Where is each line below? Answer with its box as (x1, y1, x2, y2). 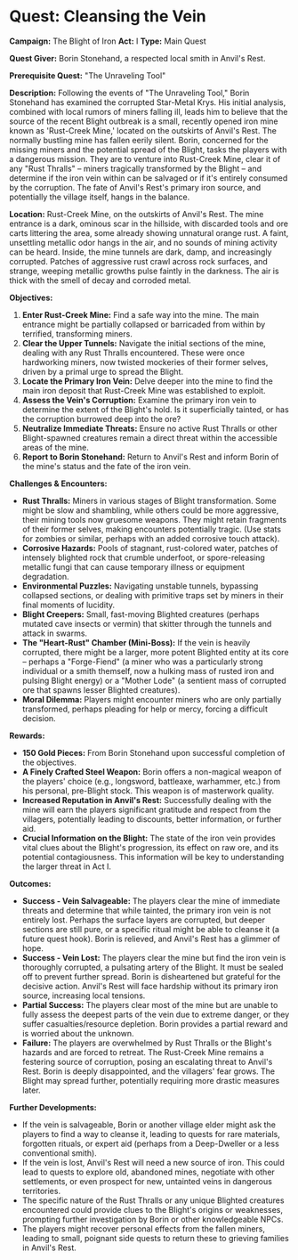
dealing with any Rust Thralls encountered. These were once (21, 347, 246, 358)
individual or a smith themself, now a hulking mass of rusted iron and (21, 665, 275, 676)
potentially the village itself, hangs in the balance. (9, 191, 190, 202)
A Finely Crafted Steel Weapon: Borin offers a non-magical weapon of (21, 766, 282, 776)
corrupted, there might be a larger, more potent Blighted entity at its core (21, 646, 289, 657)
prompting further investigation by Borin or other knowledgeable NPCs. (21, 1214, 284, 1224)
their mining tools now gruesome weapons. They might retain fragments (21, 514, 287, 524)
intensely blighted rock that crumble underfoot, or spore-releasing (21, 552, 265, 563)
